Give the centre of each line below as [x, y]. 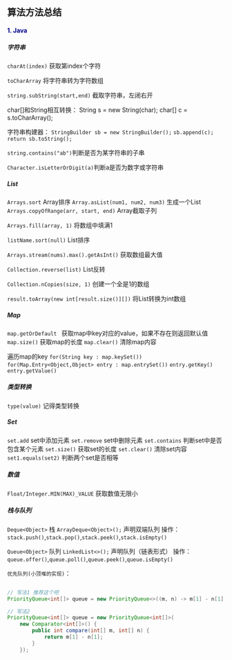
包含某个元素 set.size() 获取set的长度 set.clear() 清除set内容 [97, 449]
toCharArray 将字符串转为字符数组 [55, 80]
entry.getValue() [32, 371]
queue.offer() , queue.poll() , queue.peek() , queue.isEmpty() [90, 559]
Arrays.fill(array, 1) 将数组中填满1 [60, 225]
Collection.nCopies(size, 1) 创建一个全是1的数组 [78, 284]
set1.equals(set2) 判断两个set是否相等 [63, 458]
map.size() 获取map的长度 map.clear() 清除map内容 [82, 341]
